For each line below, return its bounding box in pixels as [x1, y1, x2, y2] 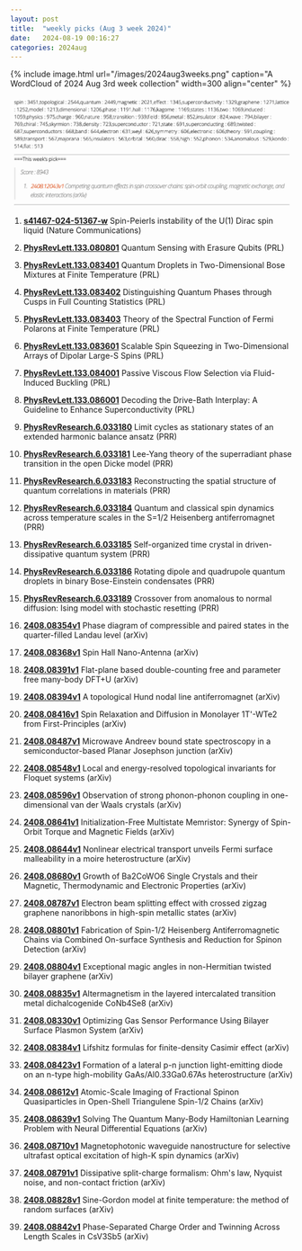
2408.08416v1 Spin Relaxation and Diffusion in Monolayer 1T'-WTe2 [22, 709, 278, 719]
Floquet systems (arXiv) [22, 772, 112, 782]
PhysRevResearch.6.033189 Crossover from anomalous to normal [22, 593, 272, 603]
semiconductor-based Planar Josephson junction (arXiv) [22, 745, 234, 755]
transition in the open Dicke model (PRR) [22, 458, 173, 469]
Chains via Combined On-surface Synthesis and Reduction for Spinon [22, 934, 282, 944]
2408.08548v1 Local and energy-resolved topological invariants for [22, 763, 277, 773]
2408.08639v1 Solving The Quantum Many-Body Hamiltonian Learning [22, 1113, 289, 1124]
